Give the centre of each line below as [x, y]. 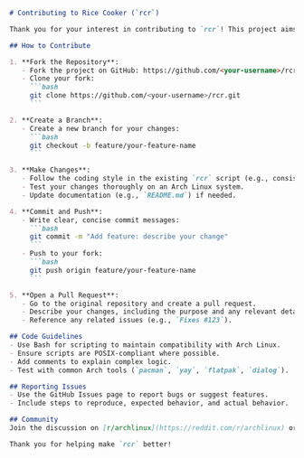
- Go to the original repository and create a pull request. [139, 304]
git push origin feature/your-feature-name [113, 270]
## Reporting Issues [48, 387]
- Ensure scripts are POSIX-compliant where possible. [115, 353]
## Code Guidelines [46, 337]
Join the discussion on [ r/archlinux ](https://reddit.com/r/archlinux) [147, 428]
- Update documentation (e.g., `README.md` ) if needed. [129, 195]
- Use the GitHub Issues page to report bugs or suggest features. [139, 395]
